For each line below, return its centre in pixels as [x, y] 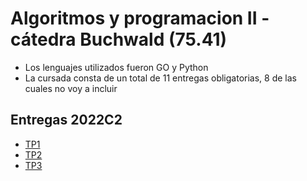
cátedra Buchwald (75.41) [119, 39]
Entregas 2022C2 [66, 120]
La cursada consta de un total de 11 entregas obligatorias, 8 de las [160, 78]
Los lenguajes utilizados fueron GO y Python [116, 67]
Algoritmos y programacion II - [140, 18]
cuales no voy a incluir [71, 88]
